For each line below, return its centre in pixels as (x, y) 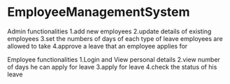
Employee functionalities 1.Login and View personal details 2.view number (114, 59)
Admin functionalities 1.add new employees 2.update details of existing (109, 31)
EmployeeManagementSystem (99, 12)
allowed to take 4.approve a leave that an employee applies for (98, 46)
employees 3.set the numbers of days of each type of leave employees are (115, 38)
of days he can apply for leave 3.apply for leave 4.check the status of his (112, 67)
